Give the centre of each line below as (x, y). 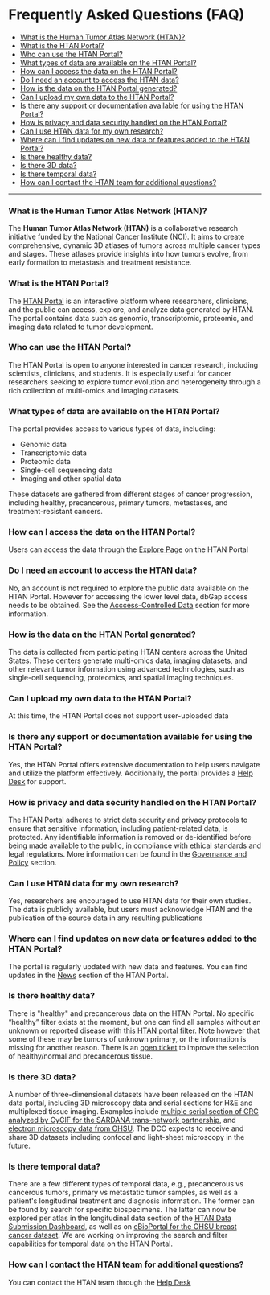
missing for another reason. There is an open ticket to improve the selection (134, 1047)
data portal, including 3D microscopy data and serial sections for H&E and (131, 1103)
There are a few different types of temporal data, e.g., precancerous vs (126, 1184)
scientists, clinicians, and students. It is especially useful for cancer (120, 373)
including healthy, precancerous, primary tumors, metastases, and (118, 503)
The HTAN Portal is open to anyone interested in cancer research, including (133, 364)
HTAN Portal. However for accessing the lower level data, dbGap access (128, 596)
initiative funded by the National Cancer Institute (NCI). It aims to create (127, 237)
